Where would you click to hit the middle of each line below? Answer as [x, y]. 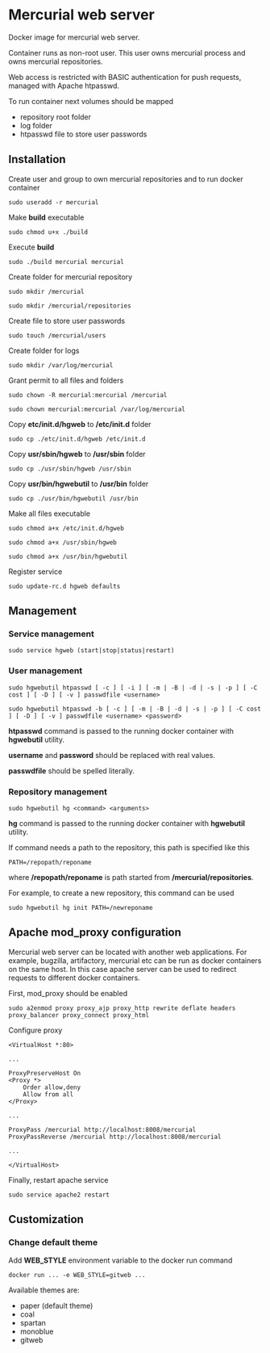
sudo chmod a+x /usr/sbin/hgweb [62, 542]
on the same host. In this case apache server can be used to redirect [123, 969]
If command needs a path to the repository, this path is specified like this [129, 848]
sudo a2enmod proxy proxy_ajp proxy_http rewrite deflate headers [122, 1008]
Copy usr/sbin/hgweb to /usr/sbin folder [77, 454]
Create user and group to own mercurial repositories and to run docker [126, 178]
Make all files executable [50, 513]
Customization [46, 1219]
